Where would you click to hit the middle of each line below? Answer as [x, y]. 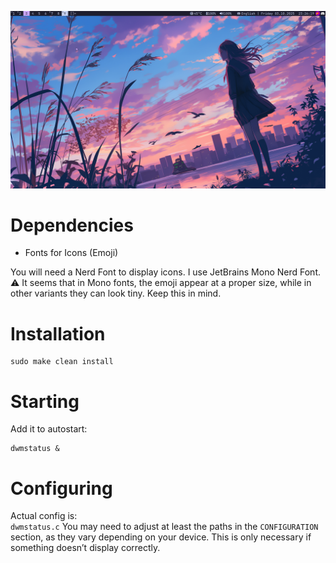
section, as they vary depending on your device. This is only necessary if [161, 537]
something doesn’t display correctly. [85, 548]
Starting [45, 401]
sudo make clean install [62, 362]
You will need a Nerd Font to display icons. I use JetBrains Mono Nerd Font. [166, 272]
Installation [58, 333]
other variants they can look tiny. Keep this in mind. [116, 293]
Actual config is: [44, 516]
